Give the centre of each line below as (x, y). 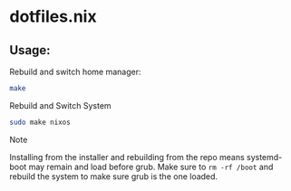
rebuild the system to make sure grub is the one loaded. (114, 176)
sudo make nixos (40, 122)
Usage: (30, 50)
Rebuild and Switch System (60, 105)
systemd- (264, 157)
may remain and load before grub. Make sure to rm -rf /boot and (151, 167)
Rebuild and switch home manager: (75, 72)
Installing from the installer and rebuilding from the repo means (127, 157)
